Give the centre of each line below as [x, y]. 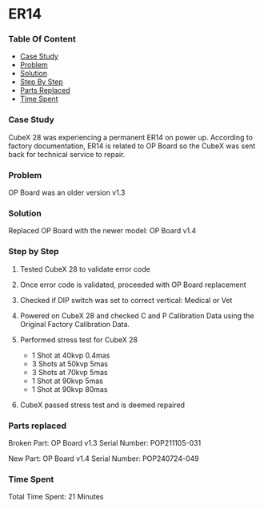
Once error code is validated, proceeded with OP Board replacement [133, 285]
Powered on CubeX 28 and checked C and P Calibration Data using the [137, 315]
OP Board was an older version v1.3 [67, 192]
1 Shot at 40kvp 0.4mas [71, 355]
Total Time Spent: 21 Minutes [56, 497]
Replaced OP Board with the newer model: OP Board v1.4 [102, 231]
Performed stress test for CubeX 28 [79, 339]
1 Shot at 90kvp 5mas [68, 381]
